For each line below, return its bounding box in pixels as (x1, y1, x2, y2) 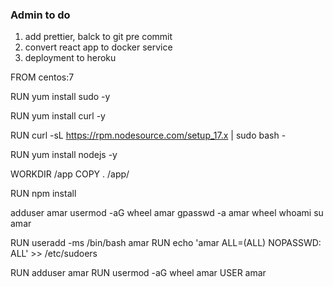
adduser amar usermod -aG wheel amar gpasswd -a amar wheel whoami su (10, 207, 324, 219)
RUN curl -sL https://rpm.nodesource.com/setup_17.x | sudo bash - (10, 129, 287, 142)
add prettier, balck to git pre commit (24, 31, 173, 43)
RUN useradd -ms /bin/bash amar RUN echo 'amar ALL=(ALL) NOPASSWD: (10, 237, 322, 249)
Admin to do (10, 8, 71, 22)
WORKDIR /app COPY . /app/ (10, 168, 130, 180)
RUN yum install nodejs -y (10, 149, 118, 161)
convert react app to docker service (24, 41, 173, 53)
